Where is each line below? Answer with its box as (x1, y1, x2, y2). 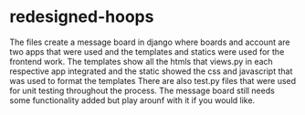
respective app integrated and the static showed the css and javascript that (9, 66, 293, 77)
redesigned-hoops (9, 6, 154, 27)
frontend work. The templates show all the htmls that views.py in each (9, 56, 274, 67)
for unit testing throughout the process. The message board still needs (9, 85, 276, 96)
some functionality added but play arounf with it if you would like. (9, 94, 256, 106)
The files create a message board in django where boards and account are (9, 37, 290, 47)
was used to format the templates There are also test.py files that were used (9, 75, 297, 86)
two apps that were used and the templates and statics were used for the (9, 46, 285, 57)
